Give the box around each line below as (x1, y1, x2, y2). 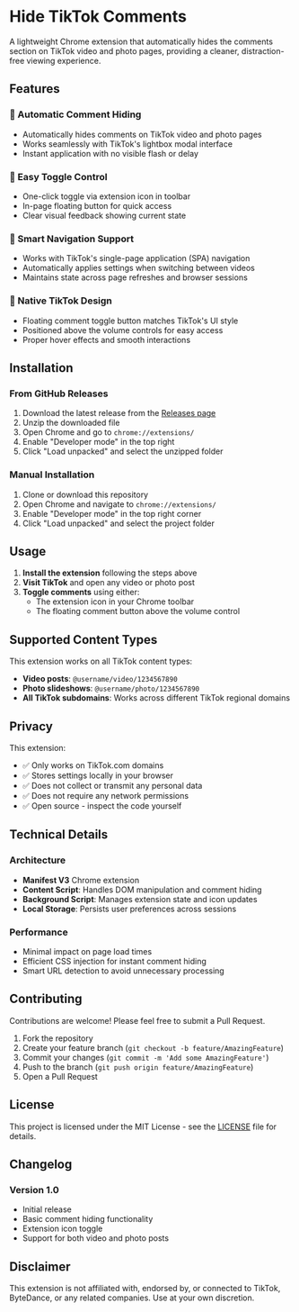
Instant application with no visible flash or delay (22, 148, 199, 158)
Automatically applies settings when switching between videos (22, 263, 256, 274)
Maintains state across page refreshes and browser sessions (22, 272, 249, 283)
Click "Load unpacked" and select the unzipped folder (22, 446, 224, 457)
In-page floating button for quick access (22, 200, 172, 211)
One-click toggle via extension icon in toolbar (22, 191, 191, 202)
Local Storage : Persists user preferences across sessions (22, 903, 237, 914)
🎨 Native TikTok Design (9, 294, 112, 307)
